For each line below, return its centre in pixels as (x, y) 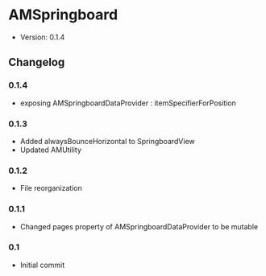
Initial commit (42, 265)
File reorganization (51, 188)
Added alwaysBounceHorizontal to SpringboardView (107, 141)
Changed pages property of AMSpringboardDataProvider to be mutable (139, 226)
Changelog (37, 62)
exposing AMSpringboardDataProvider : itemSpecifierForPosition (128, 103)
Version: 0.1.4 (42, 37)
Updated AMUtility (51, 150)
